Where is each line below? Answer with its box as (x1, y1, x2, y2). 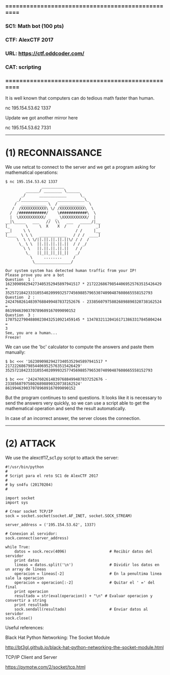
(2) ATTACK (5, 438, 56, 449)
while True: (5, 544, 30, 549)
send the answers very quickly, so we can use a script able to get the (5, 400, 150, 406)
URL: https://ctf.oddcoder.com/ (5, 50, 84, 57)
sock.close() (5, 616, 33, 621)
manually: (5, 349, 26, 355)
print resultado (14, 602, 49, 607)
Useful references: (5, 624, 44, 630)
